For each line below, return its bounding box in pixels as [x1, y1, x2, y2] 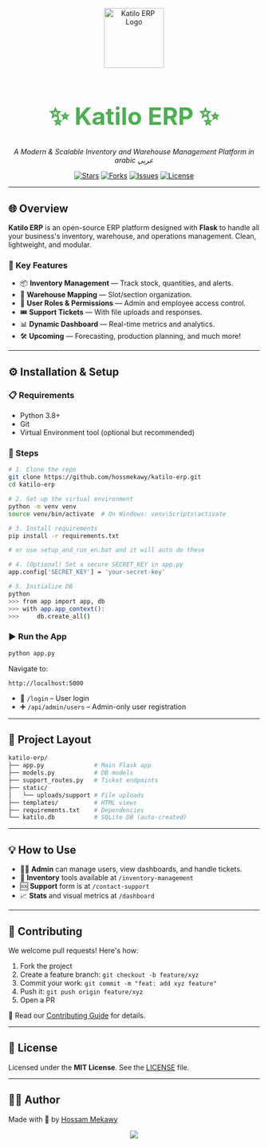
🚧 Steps [8, 448, 39, 459]
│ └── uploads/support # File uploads [8, 791, 145, 799]
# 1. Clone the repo [8, 466, 77, 474]
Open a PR [19, 995, 56, 1005]
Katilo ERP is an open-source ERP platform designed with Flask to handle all [8, 223, 260, 233]
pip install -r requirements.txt [8, 532, 120, 540]
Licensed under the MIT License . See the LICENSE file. [8, 1062, 190, 1072]
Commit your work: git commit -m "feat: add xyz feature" [19, 978, 217, 987]
